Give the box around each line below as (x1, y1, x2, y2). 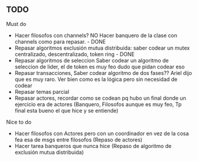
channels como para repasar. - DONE (14, 38, 106, 45)
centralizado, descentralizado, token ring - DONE (14, 50, 135, 58)
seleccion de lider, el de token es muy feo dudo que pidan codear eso (14, 63, 185, 70)
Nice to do (6, 118, 31, 126)
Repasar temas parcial (14, 88, 70, 95)
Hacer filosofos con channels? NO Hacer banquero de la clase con (14, 32, 177, 39)
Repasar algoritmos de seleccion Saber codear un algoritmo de (14, 57, 169, 64)
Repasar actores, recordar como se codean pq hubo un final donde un (14, 94, 186, 101)
